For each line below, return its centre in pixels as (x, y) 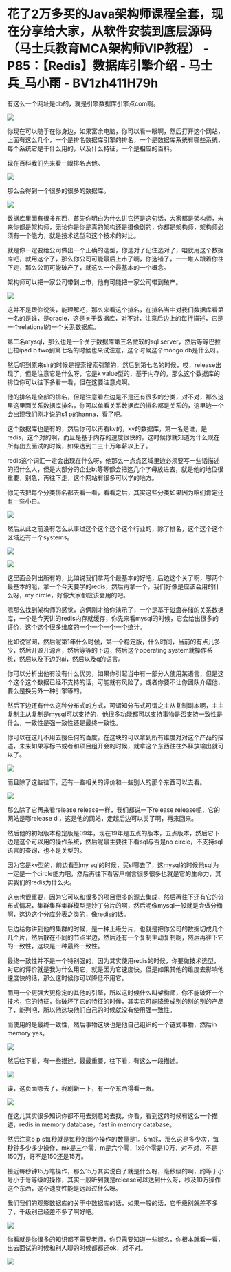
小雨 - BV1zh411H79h (98, 83)
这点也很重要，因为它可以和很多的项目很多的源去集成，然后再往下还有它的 (112, 897)
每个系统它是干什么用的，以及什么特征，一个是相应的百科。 (91, 148)
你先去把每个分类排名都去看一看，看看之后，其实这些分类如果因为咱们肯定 (112, 492)
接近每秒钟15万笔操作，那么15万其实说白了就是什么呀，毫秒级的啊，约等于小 (115, 1171)
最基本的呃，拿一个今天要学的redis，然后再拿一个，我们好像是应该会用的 (111, 586)
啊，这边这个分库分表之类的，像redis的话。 (68, 914)
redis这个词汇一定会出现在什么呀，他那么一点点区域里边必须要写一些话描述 (113, 460)
